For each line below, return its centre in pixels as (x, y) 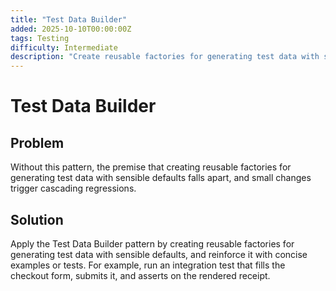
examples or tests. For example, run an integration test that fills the (148, 265)
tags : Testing (40, 38)
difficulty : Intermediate (64, 47)
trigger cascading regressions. (73, 188)
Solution (37, 219)
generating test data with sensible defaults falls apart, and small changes (161, 178)
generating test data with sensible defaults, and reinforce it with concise (159, 254)
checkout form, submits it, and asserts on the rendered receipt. (140, 275)
